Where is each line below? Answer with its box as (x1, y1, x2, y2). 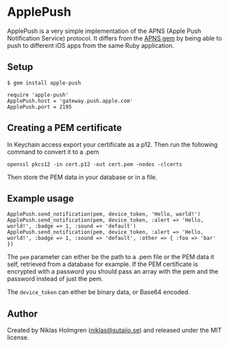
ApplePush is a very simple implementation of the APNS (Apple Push (7, 27, 202, 35)
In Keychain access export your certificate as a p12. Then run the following (7, 140, 218, 148)
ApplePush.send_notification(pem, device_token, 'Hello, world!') (7, 211, 201, 218)
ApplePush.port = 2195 (7, 104, 72, 110)
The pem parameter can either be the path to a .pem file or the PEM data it (7, 253, 215, 261)
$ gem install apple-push (7, 80, 81, 86)
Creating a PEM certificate (7, 122, 122, 134)
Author (7, 308, 38, 320)
